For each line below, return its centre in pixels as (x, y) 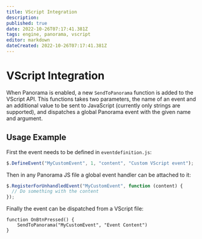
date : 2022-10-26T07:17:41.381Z (47, 29)
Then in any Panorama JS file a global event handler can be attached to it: (99, 175)
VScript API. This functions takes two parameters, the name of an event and (101, 99)
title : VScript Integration (42, 12)
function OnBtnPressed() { (40, 220)
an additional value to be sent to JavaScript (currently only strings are (93, 105)
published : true (27, 23)
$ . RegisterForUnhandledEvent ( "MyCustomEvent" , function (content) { (95, 186)
